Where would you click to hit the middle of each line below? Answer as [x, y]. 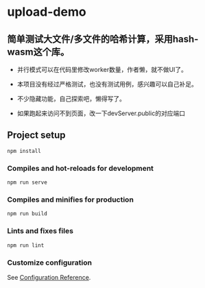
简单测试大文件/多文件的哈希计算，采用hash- [103, 39]
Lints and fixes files [40, 231]
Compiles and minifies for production [70, 200]
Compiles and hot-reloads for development [81, 168]
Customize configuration [50, 263]
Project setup [37, 135]
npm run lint [26, 245]
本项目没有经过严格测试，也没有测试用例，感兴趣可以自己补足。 [107, 84]
